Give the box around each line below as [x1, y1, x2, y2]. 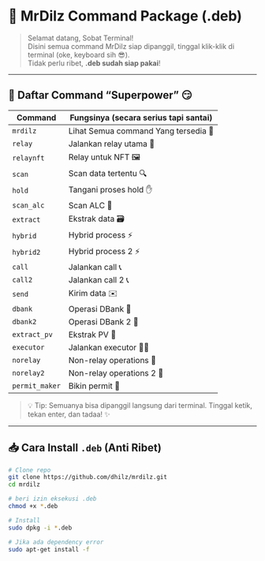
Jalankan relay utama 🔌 [68, 138, 155, 149]
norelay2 [12, 368, 45, 377]
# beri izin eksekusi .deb [8, 495, 97, 503]
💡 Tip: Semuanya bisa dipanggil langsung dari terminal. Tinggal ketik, [27, 400, 252, 410]
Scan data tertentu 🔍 [68, 167, 147, 178]
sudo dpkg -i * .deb [8, 524, 73, 532]
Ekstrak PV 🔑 [68, 329, 117, 340]
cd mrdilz [8, 481, 41, 488]
